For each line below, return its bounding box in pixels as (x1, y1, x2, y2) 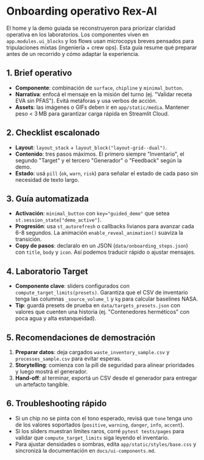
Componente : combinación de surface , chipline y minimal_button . (15, 84, 184, 91)
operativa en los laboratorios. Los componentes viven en (6, 30, 149, 38)
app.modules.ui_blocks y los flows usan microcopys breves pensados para (6, 37, 194, 44)
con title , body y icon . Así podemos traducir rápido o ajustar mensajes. (15, 248, 196, 256)
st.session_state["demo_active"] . (15, 216, 102, 223)
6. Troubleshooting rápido (6, 399, 107, 409)
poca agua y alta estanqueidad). (15, 315, 96, 322)
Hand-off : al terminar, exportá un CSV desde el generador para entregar (15, 374, 198, 382)
